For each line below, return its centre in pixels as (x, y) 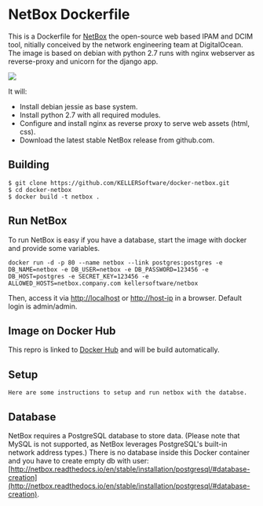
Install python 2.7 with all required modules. (90, 115)
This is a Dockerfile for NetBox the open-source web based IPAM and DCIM (131, 36)
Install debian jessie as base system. (79, 106)
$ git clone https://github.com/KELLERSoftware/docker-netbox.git (119, 183)
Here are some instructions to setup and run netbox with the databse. (128, 393)
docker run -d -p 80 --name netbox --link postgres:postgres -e (115, 262)
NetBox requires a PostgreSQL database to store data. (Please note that (124, 436)
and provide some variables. (54, 248)
